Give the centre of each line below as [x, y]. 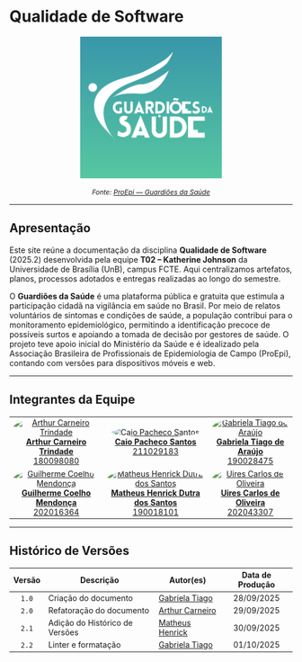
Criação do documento [90, 598]
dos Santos [155, 502]
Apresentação [50, 228]
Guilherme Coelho [56, 493]
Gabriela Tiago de [250, 442]
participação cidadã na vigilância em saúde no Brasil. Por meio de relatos [145, 305]
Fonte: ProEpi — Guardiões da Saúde [151, 192]
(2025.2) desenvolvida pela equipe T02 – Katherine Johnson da [129, 259]
